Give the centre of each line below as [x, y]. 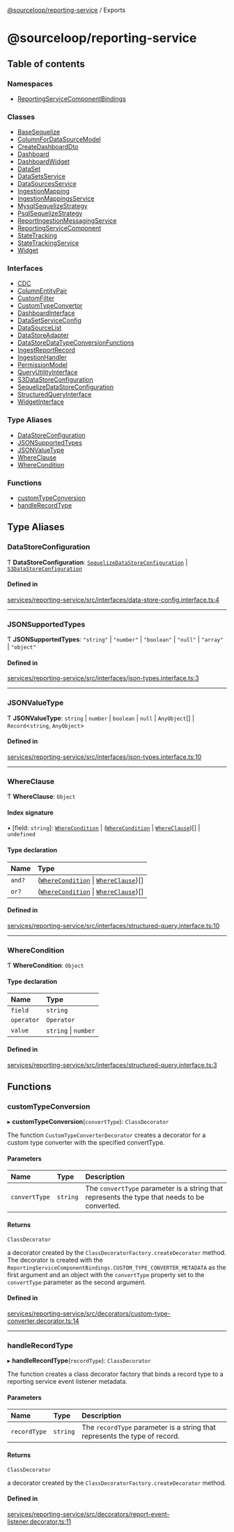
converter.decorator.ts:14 [43, 1321]
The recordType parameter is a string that [148, 1428]
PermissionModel [42, 365]
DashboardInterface [46, 313]
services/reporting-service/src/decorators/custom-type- [89, 1313]
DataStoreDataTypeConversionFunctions [76, 343]
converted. [103, 1206]
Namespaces [30, 84]
